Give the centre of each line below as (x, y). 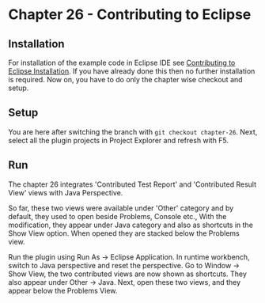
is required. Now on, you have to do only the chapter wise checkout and (125, 80)
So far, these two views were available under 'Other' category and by (121, 208)
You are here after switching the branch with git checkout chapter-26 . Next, (133, 131)
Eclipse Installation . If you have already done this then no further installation (132, 71)
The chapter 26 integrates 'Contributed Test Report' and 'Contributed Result (132, 184)
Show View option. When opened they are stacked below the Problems (124, 233)
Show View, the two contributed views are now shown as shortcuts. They (128, 274)
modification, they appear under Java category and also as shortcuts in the (131, 225)
